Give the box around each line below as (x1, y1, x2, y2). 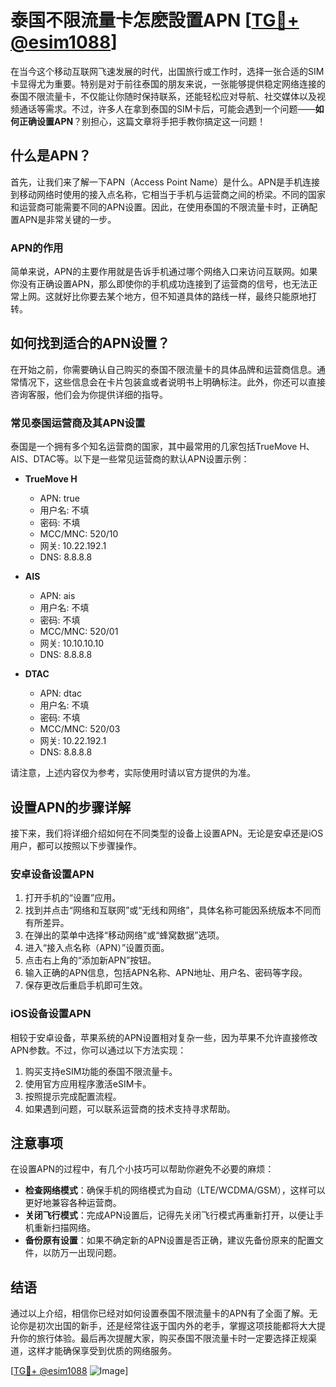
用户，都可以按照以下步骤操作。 (10, 839, 142, 851)
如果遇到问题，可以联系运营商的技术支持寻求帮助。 (24, 1102, 236, 1115)
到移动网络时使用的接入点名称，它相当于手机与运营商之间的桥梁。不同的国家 (10, 188, 326, 200)
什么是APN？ (10, 147, 92, 165)
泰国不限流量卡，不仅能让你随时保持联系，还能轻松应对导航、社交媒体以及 (10, 90, 317, 102)
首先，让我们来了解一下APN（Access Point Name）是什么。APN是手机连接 (10, 176, 321, 188)
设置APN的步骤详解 (10, 799, 132, 816)
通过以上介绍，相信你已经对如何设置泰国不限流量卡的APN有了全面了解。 (10, 1307, 310, 1320)
